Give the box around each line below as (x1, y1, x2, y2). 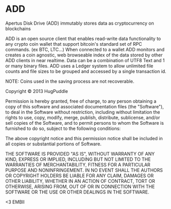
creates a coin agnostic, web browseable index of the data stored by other (5, 52, 163, 58)
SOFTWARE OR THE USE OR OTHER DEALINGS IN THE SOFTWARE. (5, 188, 149, 195)
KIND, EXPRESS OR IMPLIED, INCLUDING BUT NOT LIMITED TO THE (5, 156, 151, 162)
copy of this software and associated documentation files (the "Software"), (5, 103, 164, 109)
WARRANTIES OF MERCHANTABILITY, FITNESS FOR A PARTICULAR (5, 161, 150, 167)
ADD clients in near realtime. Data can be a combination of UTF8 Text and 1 (5, 57, 165, 63)
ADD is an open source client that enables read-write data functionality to (5, 35, 161, 42)
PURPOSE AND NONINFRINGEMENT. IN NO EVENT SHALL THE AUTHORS (5, 167, 163, 173)
